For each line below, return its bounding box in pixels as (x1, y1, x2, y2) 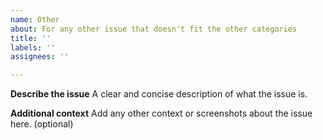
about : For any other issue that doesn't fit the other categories (10, 24, 298, 34)
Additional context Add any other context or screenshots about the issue (10, 107, 313, 120)
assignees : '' (10, 52, 70, 62)
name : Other (10, 14, 60, 25)
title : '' (10, 33, 52, 43)
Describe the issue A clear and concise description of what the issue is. (10, 88, 308, 100)
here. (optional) (10, 118, 74, 130)
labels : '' (10, 42, 56, 53)
